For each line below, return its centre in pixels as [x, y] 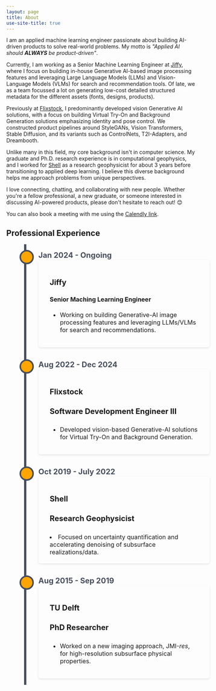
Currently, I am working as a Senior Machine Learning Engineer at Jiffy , [95, 65]
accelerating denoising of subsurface [103, 545]
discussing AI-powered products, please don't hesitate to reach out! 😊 [94, 202]
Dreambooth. [23, 141]
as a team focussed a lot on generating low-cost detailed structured [91, 91]
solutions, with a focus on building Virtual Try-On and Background [88, 115]
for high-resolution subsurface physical [116, 654]
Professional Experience [53, 233]
